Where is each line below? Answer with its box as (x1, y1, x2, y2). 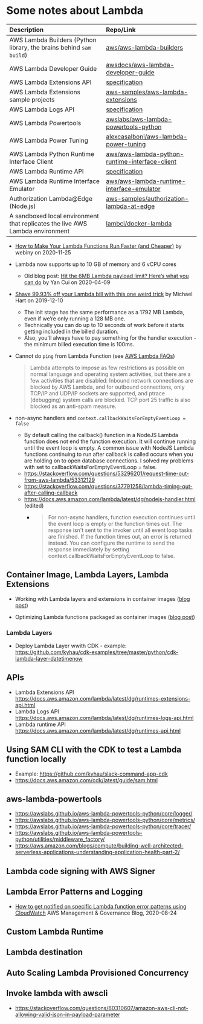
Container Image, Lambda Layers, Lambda (6, 569, 169, 580)
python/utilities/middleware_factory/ (14, 835, 105, 843)
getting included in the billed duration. (24, 328, 119, 335)
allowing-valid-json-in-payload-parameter (14, 1011, 121, 1018)
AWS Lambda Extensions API (9, 78, 92, 86)
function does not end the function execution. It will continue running (24, 438, 196, 445)
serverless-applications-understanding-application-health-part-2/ (14, 849, 180, 856)
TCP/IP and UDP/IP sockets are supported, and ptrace (30, 389, 165, 397)
